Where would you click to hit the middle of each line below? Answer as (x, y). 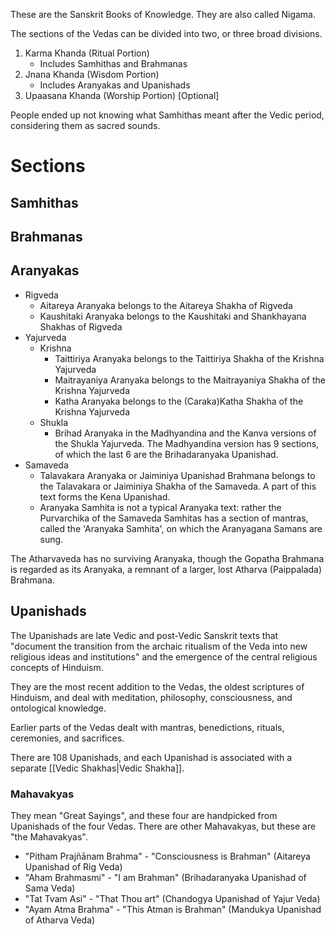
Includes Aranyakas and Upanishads (115, 85)
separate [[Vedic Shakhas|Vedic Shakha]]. (97, 768)
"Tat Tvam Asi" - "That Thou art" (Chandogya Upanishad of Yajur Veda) (172, 898)
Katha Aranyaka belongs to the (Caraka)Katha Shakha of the (179, 401)
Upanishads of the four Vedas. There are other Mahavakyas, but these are (163, 826)
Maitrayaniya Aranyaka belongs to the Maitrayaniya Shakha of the (190, 380)
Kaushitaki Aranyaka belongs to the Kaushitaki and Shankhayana (173, 316)
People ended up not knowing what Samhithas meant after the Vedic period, (167, 115)
